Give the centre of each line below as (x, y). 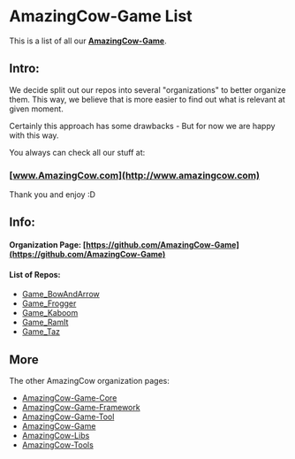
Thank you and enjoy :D (52, 195)
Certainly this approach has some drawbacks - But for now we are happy (142, 126)
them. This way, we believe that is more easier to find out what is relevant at (147, 99)
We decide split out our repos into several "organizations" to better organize (147, 89)
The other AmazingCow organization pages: (90, 381)
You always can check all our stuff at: (77, 152)
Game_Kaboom (50, 313)
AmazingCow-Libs (56, 436)
